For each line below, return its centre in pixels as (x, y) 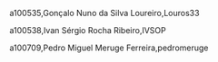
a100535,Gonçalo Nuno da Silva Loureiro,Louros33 (104, 13)
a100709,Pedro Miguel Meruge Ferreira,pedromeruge (109, 48)
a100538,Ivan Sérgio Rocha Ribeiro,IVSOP (88, 30)
